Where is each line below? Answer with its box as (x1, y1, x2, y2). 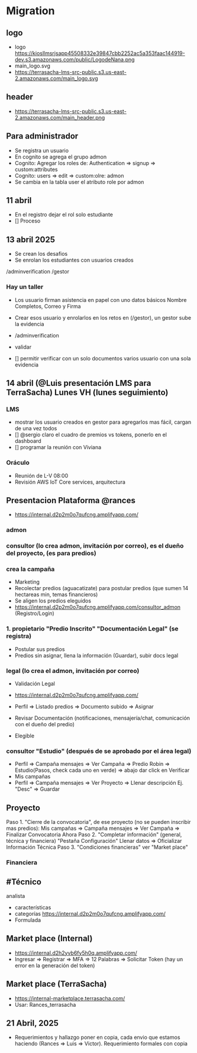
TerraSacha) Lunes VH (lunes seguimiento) (6, 387, 169, 397)
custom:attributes (14, 166, 58, 173)
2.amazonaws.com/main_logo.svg (14, 75, 99, 82)
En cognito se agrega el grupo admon (14, 153, 107, 160)
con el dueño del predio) (14, 721, 75, 728)
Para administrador (6, 131, 79, 141)
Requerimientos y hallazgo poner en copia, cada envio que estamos (14, 1034, 180, 1041)
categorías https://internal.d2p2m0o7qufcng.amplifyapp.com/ (14, 910, 166, 917)
